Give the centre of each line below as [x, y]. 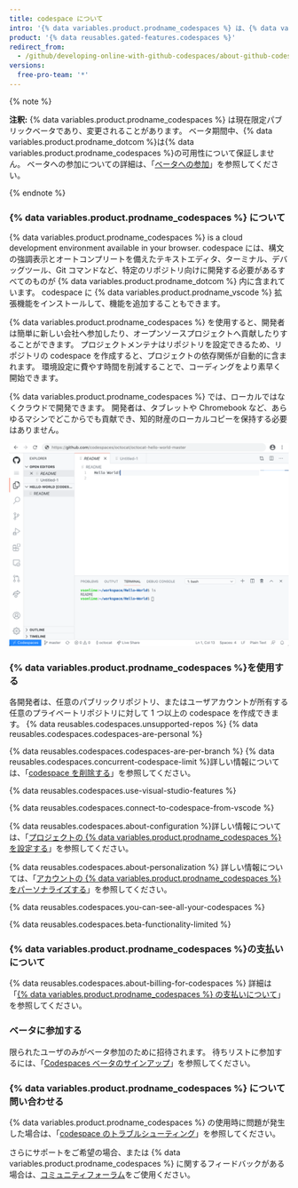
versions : [27, 66]
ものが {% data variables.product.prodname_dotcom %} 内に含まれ [155, 281]
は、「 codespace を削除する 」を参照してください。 [102, 773]
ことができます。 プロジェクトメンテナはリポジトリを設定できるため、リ [149, 345]
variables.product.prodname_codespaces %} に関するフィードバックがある [147, 1164]
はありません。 [36, 430]
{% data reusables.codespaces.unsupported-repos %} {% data [142, 725]
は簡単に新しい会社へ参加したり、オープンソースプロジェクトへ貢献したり [145, 334]
